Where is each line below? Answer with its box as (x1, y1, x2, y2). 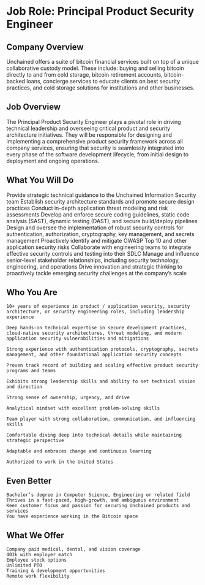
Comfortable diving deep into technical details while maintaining (6, 432, 182, 438)
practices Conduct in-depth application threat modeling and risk (6, 204, 168, 212)
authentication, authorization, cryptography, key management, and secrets (6, 230, 195, 237)
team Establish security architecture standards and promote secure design (6, 197, 195, 205)
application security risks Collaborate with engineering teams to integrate (6, 243, 192, 251)
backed (6, 78, 26, 85)
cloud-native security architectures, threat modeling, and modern (6, 330, 182, 337)
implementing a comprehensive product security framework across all (6, 137, 184, 145)
